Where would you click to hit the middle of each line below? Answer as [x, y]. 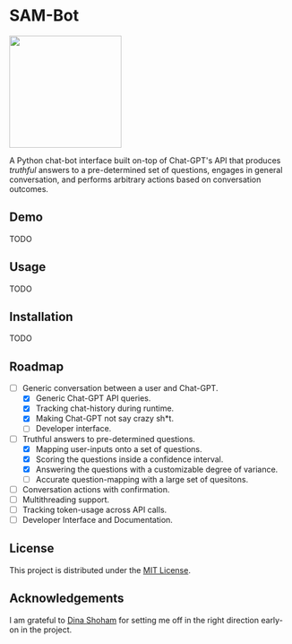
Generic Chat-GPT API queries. [93, 398]
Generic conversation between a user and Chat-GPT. [120, 388]
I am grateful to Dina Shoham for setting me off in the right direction [134, 620]
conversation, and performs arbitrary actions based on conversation [135, 179]
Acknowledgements [67, 599]
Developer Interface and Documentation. [97, 520]
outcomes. [29, 188]
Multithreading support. [66, 500]
